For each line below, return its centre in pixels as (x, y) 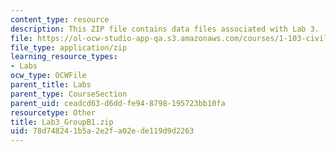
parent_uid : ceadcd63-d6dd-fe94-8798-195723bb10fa (118, 103)
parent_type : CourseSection (69, 94)
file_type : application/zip (69, 47)
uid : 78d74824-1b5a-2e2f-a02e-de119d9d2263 (102, 131)
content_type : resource (60, 19)
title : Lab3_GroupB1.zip (62, 122)
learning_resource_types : (64, 57)
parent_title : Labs (51, 85)
